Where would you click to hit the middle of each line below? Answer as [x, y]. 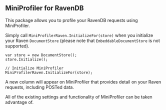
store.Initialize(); [27, 59]
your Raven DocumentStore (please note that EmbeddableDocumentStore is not [82, 40]
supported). [17, 46]
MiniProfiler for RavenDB [44, 8]
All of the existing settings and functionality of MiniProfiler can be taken [79, 96]
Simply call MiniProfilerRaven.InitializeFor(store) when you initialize [79, 35]
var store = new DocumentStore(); [41, 55]
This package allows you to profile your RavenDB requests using [72, 20]
